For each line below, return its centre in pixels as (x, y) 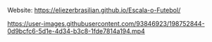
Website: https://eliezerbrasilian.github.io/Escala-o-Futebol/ (94, 10)
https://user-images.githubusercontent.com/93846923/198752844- (106, 23)
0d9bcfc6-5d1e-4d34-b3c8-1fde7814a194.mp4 (76, 31)
